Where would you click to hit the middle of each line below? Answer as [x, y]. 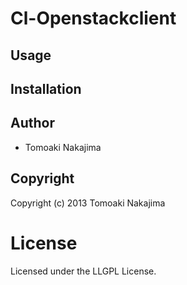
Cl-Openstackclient [93, 18]
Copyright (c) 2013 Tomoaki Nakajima [88, 203]
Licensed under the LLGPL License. [83, 271]
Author [32, 123]
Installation [46, 88]
